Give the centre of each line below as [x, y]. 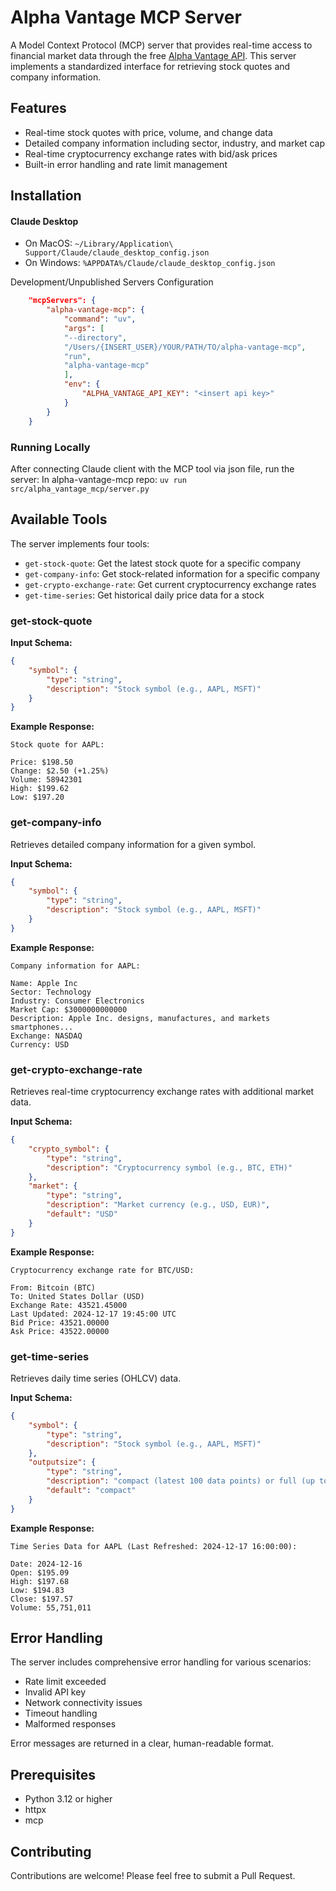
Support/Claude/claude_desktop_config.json [117, 253]
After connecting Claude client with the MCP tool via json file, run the [152, 468]
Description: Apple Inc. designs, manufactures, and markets [140, 1018]
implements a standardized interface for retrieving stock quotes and [150, 66]
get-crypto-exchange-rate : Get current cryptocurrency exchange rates [170, 584]
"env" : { [82, 384]
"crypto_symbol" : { [69, 1149]
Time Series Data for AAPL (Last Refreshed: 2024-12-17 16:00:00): [154, 1546]
